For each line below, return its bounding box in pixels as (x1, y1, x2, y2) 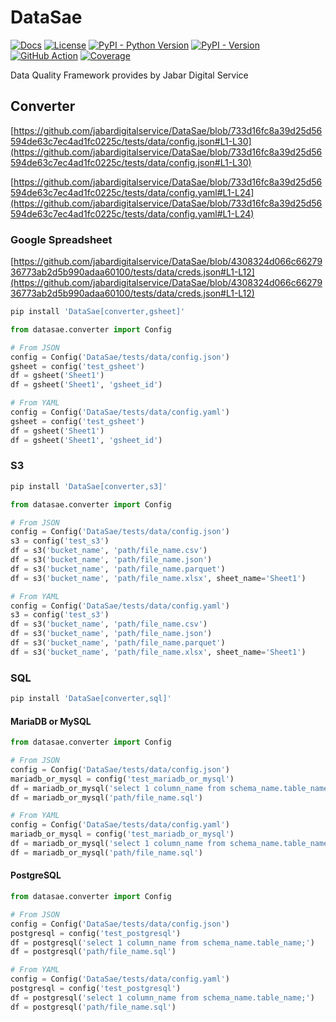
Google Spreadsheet (10, 232, 113, 246)
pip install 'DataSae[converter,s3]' (10, 481, 168, 491)
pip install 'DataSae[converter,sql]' (10, 694, 172, 704)
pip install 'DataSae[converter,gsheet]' (10, 307, 186, 317)
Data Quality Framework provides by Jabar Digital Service (10, 69, 249, 81)
